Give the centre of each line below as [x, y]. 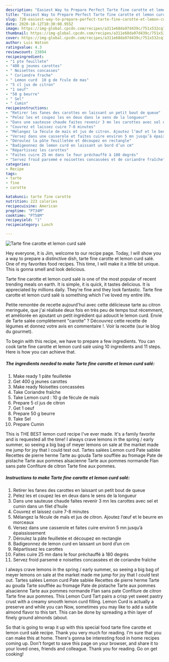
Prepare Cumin [29, 424]
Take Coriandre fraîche [37, 392]
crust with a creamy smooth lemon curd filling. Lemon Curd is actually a [80, 601]
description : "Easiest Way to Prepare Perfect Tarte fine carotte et [80, 10]
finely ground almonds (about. [37, 617]
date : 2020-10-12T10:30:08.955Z [39, 24]
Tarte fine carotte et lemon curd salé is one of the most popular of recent [81, 279]
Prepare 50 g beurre [34, 413]
